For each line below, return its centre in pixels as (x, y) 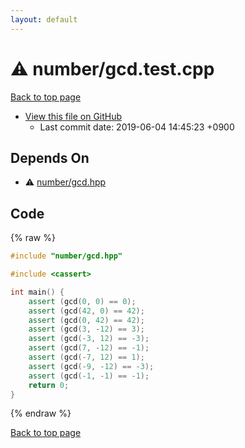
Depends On (50, 157)
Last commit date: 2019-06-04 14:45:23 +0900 (137, 127)
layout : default (44, 19)
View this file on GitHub (73, 116)
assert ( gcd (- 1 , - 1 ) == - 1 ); (89, 376)
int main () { (37, 292)
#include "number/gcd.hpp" (66, 256)
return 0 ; (49, 385)
